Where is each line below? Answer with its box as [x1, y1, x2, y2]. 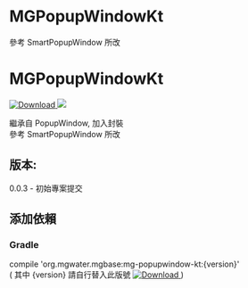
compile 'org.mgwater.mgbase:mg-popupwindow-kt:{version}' [9, 259, 240, 269]
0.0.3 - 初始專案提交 [9, 183, 83, 193]
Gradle [9, 239, 39, 251]
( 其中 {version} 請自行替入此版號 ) [9, 269, 185, 280]
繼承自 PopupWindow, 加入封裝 [9, 118, 124, 128]
